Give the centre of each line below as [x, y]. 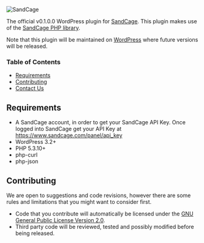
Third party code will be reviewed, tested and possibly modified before [104, 226]
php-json [27, 162]
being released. [35, 233]
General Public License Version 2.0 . [60, 220]
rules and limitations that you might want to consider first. [79, 201]
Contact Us [29, 88]
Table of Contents [34, 62]
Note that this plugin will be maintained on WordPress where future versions [102, 39]
